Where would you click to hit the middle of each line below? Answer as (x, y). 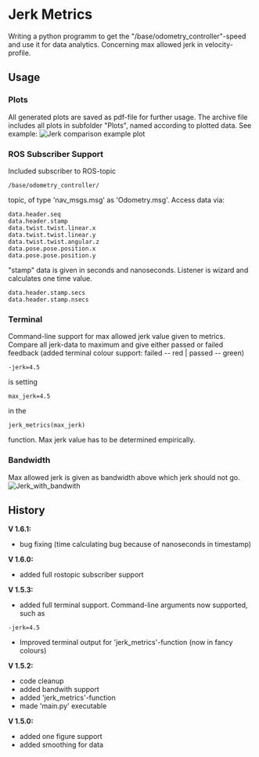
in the (17, 411)
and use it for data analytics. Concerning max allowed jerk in (106, 44)
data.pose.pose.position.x (52, 249)
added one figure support (61, 737)
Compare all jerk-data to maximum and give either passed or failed (116, 345)
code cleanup (41, 681)
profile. (20, 53)
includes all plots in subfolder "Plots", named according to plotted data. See (130, 125)
